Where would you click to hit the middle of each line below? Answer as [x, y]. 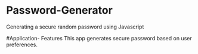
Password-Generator [60, 10]
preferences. [22, 45]
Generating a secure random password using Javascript [75, 27]
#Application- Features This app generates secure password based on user [99, 38]
